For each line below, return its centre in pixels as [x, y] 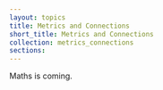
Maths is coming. [41, 76]
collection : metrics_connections [72, 42]
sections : [28, 51]
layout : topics [38, 17]
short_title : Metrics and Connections [81, 34]
